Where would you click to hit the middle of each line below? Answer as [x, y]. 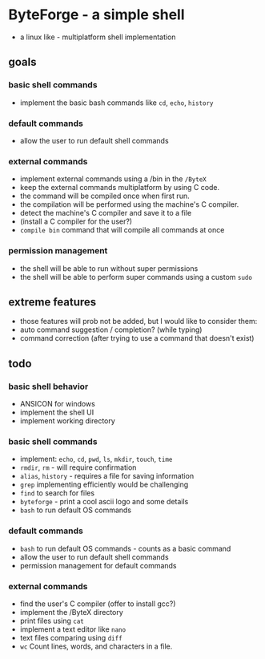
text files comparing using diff [71, 637]
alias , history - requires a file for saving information [107, 476]
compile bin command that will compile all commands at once [122, 230]
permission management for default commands [98, 565]
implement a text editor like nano [73, 629]
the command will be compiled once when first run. [104, 196]
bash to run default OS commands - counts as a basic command [125, 548]
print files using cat [52, 621]
